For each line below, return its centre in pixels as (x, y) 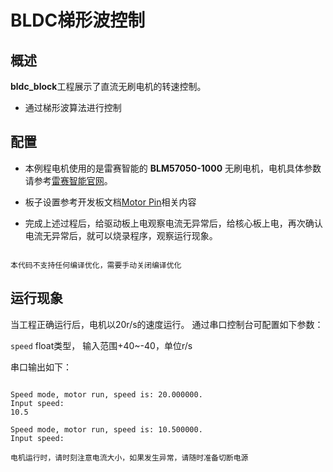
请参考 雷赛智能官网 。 (68, 180)
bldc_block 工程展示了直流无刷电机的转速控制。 (108, 86)
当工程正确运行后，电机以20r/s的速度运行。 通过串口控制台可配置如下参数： (167, 324)
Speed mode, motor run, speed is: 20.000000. (106, 394)
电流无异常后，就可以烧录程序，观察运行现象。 (121, 235)
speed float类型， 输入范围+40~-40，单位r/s (101, 345)
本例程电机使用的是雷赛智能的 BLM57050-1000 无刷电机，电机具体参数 (173, 168)
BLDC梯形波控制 (78, 20)
